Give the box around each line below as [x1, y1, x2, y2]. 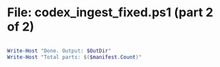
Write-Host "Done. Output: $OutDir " [7, 47, 111, 54]
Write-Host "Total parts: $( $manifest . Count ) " [7, 53, 142, 60]
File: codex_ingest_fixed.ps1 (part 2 [7, 5, 214, 20]
